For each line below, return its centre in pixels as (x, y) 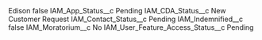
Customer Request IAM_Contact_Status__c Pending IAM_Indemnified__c (126, 19)
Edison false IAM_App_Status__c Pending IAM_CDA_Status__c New (117, 11)
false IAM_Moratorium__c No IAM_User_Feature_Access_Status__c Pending (131, 27)
